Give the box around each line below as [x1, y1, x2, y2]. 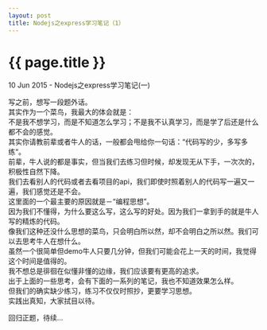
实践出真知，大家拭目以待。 [8, 296, 99, 306]
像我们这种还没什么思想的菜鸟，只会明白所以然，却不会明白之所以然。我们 [8, 227, 252, 236]
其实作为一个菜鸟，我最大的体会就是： [8, 107, 133, 117]
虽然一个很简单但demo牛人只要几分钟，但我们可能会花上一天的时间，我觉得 [8, 247, 257, 256]
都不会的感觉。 [8, 127, 57, 137]
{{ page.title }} [8, 53, 106, 72]
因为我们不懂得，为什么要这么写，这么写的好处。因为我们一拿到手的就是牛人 [8, 207, 259, 216]
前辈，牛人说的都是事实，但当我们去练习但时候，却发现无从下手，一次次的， [8, 157, 259, 167]
